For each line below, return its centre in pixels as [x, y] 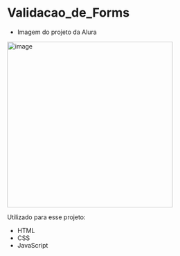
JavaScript [33, 245]
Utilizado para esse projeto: [46, 217]
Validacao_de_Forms [69, 13]
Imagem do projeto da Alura [57, 32]
